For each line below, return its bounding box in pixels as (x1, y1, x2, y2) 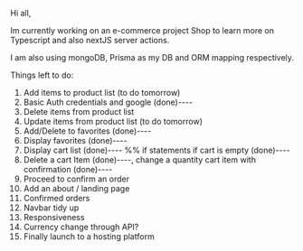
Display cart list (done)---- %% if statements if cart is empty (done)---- (23, 144, 290, 155)
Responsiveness (23, 212, 85, 222)
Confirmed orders (23, 193, 90, 203)
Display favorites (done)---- (23, 135, 128, 145)
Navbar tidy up (23, 202, 80, 213)
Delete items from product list (23, 107, 135, 116)
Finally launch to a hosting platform (23, 231, 155, 242)
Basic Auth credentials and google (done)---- (23, 97, 194, 107)
